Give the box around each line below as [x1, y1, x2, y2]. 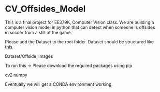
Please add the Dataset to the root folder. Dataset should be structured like [5, 39, 154, 44]
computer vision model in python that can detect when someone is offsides [5, 24, 156, 30]
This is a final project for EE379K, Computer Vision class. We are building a [5, 19, 154, 25]
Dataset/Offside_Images [5, 53, 53, 59]
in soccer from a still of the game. [5, 29, 72, 35]
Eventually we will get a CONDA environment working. [5, 81, 113, 87]
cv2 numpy [5, 72, 28, 78]
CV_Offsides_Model [5, 3, 86, 14]
